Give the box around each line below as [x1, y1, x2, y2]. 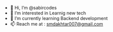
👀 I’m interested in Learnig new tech [10, 10, 86, 16]
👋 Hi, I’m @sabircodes [10, 5, 57, 10]
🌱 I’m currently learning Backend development [10, 15, 108, 21]
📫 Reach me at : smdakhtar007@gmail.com [10, 21, 103, 27]
